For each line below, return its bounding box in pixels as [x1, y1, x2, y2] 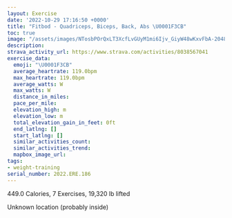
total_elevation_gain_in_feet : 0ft [13, 119, 116, 126]
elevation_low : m [13, 112, 64, 119]
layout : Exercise [7, 10, 57, 17]
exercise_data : [7, 55, 51, 62]
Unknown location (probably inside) [7, 203, 109, 211]
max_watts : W [13, 87, 51, 94]
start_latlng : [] [13, 132, 64, 139]
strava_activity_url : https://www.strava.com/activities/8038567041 [7, 49, 209, 56]
